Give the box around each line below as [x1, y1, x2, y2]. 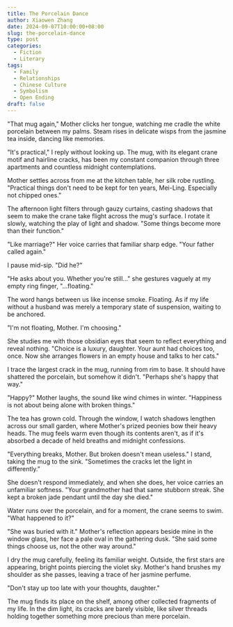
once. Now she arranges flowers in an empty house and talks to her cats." [7, 352, 220, 360]
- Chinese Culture [13, 81, 67, 88]
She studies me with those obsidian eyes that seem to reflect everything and [7, 336, 227, 345]
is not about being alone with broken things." [7, 400, 136, 409]
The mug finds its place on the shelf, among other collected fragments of [7, 597, 217, 605]
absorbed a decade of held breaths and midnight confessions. [7, 436, 186, 445]
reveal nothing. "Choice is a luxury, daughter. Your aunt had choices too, [7, 344, 215, 352]
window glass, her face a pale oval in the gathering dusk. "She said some [7, 535, 218, 543]
